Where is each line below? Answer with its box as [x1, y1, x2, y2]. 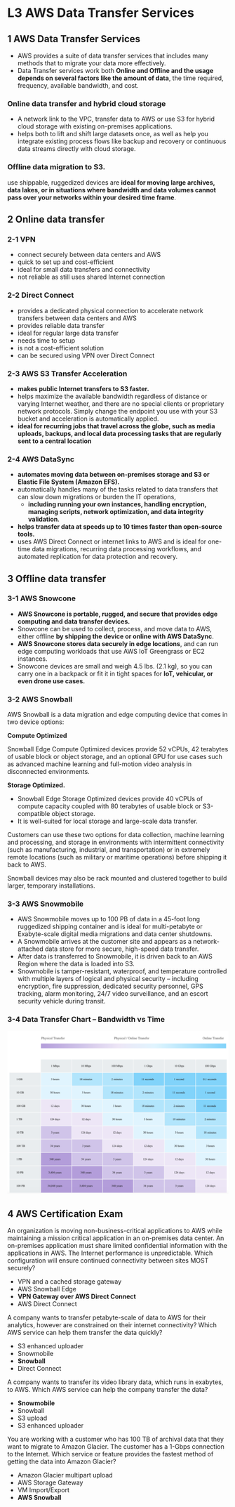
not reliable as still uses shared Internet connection [17, 272, 166, 282]
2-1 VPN [7, 234, 36, 244]
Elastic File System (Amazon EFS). [17, 478, 120, 486]
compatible [17, 810, 51, 818]
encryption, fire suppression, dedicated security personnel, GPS [17, 982, 203, 991]
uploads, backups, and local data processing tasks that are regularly [17, 429, 222, 437]
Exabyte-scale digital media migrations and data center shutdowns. [17, 930, 213, 938]
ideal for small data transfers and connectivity [17, 265, 151, 274]
